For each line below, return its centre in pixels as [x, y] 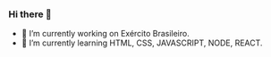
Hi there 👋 [30, 14]
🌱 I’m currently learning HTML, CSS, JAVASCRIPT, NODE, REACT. [142, 43]
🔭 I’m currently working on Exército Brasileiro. [105, 34]
